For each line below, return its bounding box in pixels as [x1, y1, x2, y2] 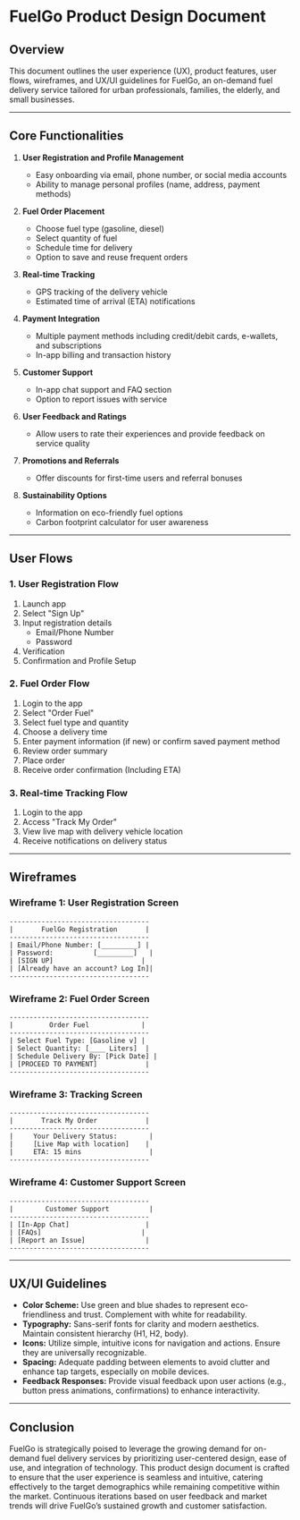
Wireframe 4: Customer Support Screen [9, 1176, 187, 1189]
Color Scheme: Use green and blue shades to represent [21, 1300, 229, 1311]
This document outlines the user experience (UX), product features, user [9, 65, 277, 76]
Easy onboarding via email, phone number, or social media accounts [35, 169, 287, 180]
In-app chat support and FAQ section [35, 384, 172, 395]
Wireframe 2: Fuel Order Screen [9, 992, 150, 1005]
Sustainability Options [21, 489, 107, 500]
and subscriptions [35, 340, 103, 351]
